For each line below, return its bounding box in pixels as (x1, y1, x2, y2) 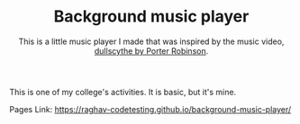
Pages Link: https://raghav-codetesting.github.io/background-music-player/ (9, 103, 292, 114)
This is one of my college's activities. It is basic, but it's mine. (9, 86, 237, 97)
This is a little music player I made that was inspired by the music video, (18, 36, 285, 47)
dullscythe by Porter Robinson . (94, 45, 209, 56)
